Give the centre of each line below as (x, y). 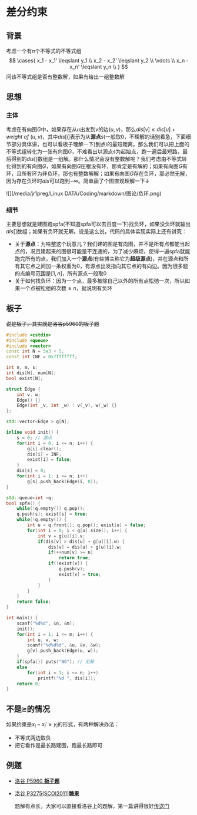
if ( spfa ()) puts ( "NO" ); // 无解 (55, 662)
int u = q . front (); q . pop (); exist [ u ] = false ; (86, 525)
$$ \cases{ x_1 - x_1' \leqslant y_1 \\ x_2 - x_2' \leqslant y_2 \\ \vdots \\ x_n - (99, 60)
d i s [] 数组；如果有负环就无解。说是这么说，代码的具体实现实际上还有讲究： (96, 231)
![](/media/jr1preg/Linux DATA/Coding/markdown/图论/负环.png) (84, 193)
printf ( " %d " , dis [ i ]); (66, 678)
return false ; (34, 602)
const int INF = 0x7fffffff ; (42, 357)
